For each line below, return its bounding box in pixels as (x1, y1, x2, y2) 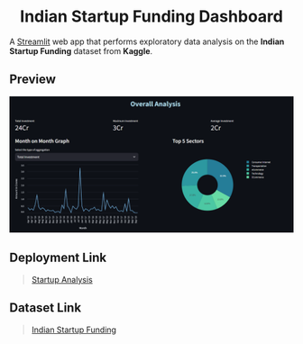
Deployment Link (9, 250, 106, 266)
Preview (9, 72, 57, 87)
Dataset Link (9, 300, 82, 316)
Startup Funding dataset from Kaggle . (9, 45, 153, 56)
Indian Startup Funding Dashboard (19, 6, 284, 27)
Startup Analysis (31, 274, 93, 285)
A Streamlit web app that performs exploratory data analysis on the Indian (9, 36, 285, 47)
